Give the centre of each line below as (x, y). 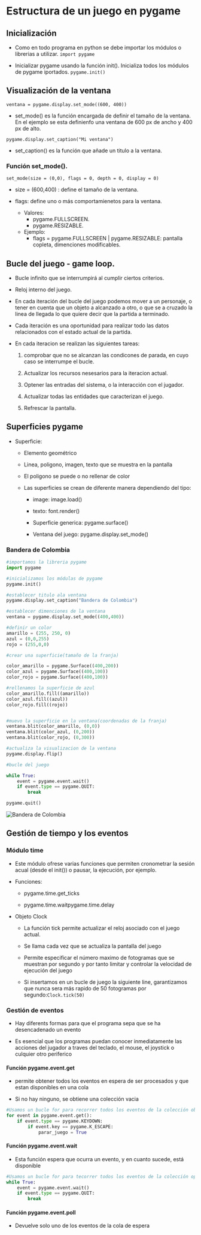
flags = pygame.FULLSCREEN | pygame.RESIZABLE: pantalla (108, 239)
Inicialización (31, 33)
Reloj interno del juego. (43, 290)
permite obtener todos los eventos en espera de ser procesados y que (102, 1081)
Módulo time (25, 851)
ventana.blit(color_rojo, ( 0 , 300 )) (51, 738)
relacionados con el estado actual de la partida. (73, 332)
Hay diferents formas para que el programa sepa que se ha (88, 1023)
